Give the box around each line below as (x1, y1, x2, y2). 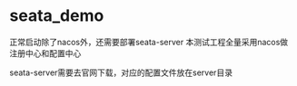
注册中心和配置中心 (9, 47, 82, 59)
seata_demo (9, 5, 104, 26)
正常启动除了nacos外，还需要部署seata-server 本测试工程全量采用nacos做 (9, 36, 289, 47)
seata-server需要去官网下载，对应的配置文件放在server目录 (9, 67, 233, 78)
